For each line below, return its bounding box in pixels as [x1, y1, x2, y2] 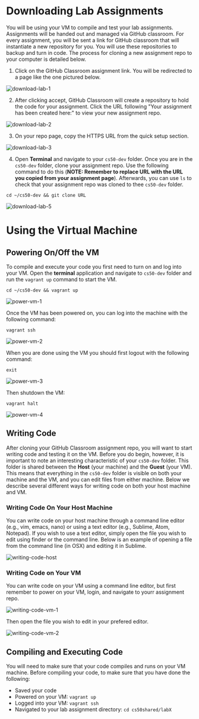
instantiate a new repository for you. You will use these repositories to [6, 43, 177, 50]
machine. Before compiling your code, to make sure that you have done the [6, 669, 191, 676]
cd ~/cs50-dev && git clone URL [6, 192, 86, 198]
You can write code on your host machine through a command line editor [6, 517, 185, 524]
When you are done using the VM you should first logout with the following [6, 349, 189, 356]
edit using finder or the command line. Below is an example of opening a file [6, 536, 192, 543]
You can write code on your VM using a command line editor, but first [6, 582, 176, 590]
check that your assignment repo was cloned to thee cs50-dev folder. [14, 181, 184, 188]
